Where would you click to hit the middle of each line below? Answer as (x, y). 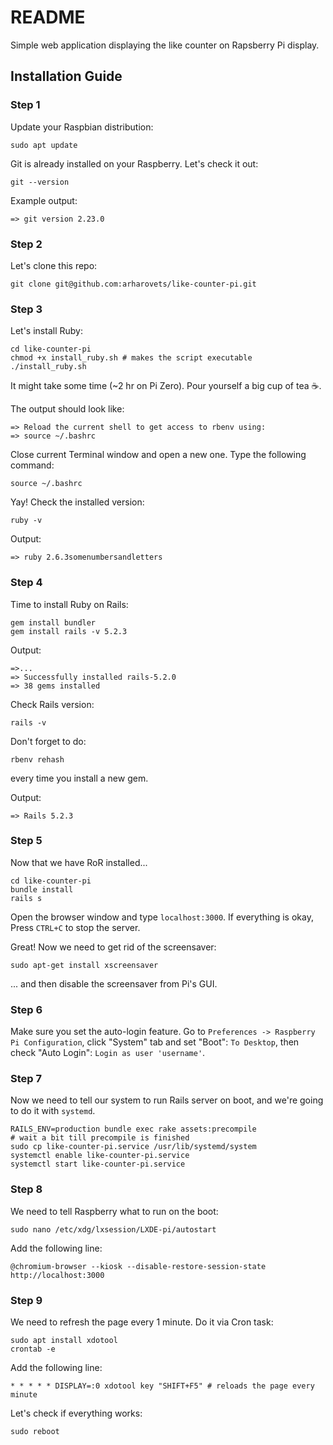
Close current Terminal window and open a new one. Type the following (158, 455)
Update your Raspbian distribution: (82, 127)
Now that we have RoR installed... (79, 862)
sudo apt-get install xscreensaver (84, 965)
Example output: (44, 200)
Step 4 (26, 583)
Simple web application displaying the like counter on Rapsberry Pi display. (165, 45)
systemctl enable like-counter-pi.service (100, 1156)
